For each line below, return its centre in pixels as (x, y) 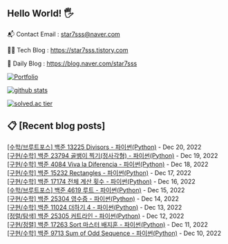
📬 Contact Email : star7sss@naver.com (64, 34)
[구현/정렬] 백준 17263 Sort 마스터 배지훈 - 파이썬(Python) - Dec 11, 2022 (108, 224)
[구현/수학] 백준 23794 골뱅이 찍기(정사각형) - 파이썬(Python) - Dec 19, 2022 (113, 155)
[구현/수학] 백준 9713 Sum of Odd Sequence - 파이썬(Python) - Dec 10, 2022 (114, 233)
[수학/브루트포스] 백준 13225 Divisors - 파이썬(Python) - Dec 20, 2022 (104, 147)
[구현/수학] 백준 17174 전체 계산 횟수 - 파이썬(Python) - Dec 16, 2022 (101, 181)
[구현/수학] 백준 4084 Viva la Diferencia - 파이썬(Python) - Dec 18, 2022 (108, 164)
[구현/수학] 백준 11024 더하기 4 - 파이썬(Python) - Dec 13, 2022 (95, 207)
